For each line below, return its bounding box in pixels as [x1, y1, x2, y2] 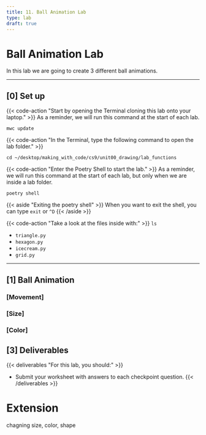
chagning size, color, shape [6, 421, 76, 429]
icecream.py [15, 246, 46, 252]
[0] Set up [6, 90, 45, 101]
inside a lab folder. [6, 179, 53, 186]
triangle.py [15, 233, 46, 239]
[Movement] [6, 293, 44, 302]
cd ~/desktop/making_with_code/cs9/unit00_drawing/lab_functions [6, 155, 177, 161]
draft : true [6, 20, 37, 26]
